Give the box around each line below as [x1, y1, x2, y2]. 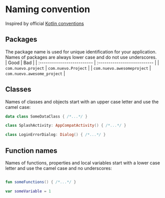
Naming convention [5, 4, 90, 15]
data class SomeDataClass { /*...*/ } [5, 114, 88, 119]
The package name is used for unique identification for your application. [5, 48, 157, 54]
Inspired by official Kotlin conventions [5, 20, 84, 26]
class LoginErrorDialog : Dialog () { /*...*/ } [5, 132, 106, 137]
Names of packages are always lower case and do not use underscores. [5, 54, 157, 60]
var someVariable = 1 [5, 188, 51, 194]
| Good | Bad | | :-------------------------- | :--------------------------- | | [5, 60, 159, 66]
